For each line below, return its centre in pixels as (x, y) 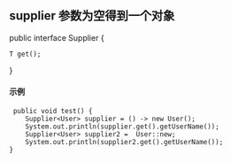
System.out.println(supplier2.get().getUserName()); (124, 143)
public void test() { (53, 112)
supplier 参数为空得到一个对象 (92, 16)
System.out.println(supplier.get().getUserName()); (122, 127)
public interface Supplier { (57, 37)
